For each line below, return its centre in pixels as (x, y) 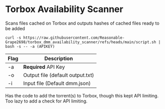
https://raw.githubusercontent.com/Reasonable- (74, 38)
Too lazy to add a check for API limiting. (47, 101)
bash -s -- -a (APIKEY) (30, 46)
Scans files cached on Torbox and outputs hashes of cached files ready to (82, 23)
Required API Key (44, 67)
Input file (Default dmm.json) (57, 83)
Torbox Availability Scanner (64, 9)
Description (59, 58)
